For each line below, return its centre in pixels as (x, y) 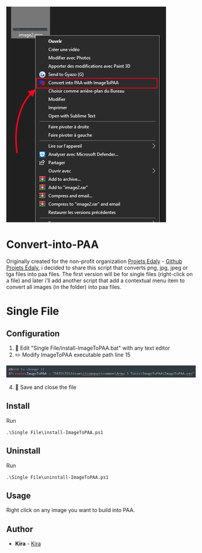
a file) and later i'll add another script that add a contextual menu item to (96, 280)
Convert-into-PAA (53, 245)
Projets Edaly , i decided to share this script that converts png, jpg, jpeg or (97, 267)
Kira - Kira (28, 544)
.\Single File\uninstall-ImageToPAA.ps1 (58, 477)
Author (20, 529)
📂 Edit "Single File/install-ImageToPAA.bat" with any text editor (92, 348)
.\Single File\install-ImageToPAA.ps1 (55, 432)
